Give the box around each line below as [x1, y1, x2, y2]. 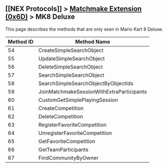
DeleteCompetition [38, 113, 83, 120]
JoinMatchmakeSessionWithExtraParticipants [38, 88, 147, 95]
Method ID [8, 38, 34, 45]
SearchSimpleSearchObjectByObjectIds [38, 79, 133, 87]
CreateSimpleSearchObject [38, 46, 104, 53]
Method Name [75, 38, 111, 45]
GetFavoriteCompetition [38, 137, 95, 145]
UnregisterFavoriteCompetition [38, 129, 113, 136]
